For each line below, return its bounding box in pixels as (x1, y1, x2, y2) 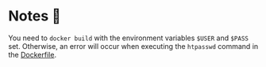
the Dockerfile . (8, 50, 57, 59)
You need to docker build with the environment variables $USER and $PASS (8, 33, 249, 43)
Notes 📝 (8, 7, 61, 25)
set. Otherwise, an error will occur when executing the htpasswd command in (8, 41, 259, 50)
